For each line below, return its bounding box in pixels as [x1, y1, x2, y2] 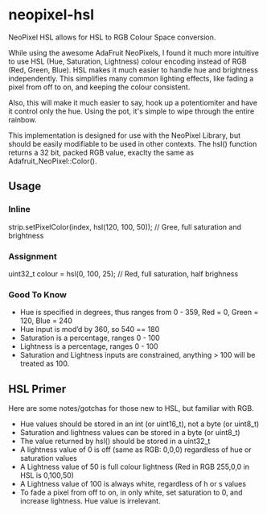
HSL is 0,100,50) [19, 470, 75, 480]
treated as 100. [19, 359, 70, 368]
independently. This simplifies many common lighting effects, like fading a [8, 73, 254, 83]
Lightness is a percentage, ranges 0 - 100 [19, 342, 158, 351]
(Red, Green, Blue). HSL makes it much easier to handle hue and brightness [8, 64, 259, 74]
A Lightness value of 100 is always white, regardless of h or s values [19, 479, 247, 489]
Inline [8, 204, 31, 215]
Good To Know [8, 288, 67, 300]
